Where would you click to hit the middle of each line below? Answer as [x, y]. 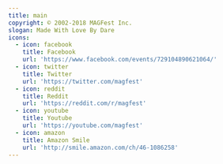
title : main [28, 15]
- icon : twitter [42, 67]
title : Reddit [45, 96]
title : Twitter [47, 74]
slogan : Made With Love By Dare [61, 30]
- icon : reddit [40, 89]
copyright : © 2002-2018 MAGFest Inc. [70, 23]
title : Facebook [49, 52]
